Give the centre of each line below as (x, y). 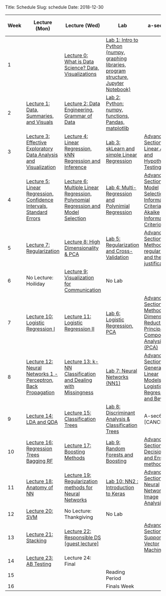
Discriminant (121, 413)
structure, (117, 77)
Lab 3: (113, 142)
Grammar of (78, 116)
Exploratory (40, 149)
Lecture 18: (40, 481)
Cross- (124, 251)
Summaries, (40, 116)
